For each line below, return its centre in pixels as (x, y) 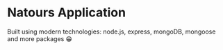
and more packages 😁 (40, 38)
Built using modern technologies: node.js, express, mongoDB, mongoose (111, 32)
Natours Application (67, 13)
